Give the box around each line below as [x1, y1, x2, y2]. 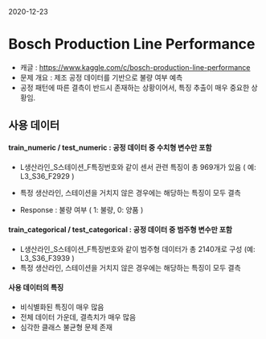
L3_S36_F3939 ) [19, 253, 75, 263]
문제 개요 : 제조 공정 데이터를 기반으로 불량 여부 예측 [19, 72, 183, 82]
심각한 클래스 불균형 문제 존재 [19, 322, 113, 332]
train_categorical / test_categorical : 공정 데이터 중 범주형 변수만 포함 [8, 225, 233, 234]
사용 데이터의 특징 [8, 283, 64, 292]
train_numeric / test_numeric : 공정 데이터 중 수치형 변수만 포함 [8, 143, 212, 152]
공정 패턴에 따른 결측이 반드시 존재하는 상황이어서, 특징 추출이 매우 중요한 [19, 82, 250, 92]
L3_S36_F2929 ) [19, 171, 75, 180]
